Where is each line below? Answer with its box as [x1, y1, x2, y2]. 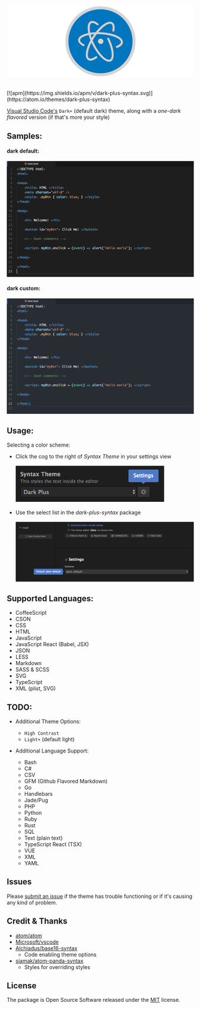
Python [24, 809, 42, 816]
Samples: [7, 131, 43, 141]
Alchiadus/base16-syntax [15, 944, 78, 951]
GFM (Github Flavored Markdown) [24, 777, 108, 785]
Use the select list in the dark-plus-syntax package [15, 509, 141, 516]
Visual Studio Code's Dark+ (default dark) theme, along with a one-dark [7, 107, 181, 115]
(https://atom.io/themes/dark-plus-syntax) [7, 96, 110, 103]
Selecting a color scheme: [7, 441, 71, 448]
